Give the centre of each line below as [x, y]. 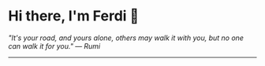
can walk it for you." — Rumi [54, 46]
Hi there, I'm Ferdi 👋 [74, 16]
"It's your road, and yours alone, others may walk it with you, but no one [126, 38]
